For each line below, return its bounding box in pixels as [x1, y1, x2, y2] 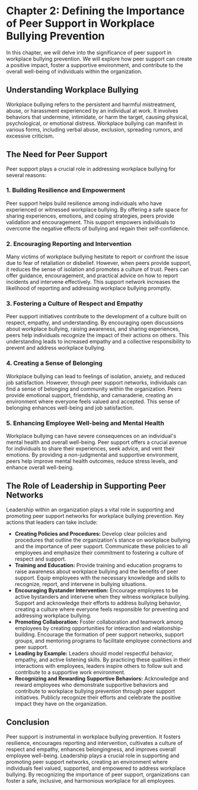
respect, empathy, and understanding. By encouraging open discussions [6, 319, 184, 327]
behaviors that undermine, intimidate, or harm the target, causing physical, [6, 113, 189, 120]
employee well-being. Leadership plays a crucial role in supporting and [6, 751, 180, 759]
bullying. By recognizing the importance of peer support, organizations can [6, 770, 190, 778]
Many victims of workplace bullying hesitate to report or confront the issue [6, 253, 189, 260]
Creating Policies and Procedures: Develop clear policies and [14, 530, 167, 537]
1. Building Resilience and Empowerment [6, 186, 126, 194]
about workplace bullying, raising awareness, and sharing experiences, [6, 325, 180, 332]
